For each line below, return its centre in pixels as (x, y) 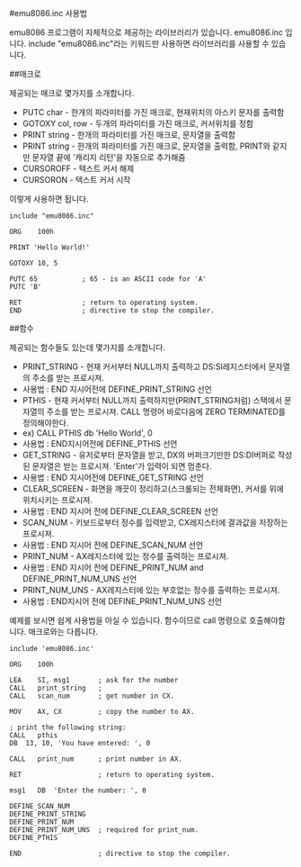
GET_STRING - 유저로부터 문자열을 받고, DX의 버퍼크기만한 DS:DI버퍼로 (149, 455)
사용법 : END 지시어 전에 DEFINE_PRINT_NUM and (113, 567)
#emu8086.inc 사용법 (49, 13)
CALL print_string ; (56, 688)
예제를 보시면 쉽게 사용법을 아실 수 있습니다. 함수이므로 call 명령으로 (128, 620)
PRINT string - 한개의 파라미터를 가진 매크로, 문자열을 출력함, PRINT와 (146, 146)
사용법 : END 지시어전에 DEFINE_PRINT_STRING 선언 (117, 389)
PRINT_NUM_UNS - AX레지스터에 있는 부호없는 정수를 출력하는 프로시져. (151, 590)
